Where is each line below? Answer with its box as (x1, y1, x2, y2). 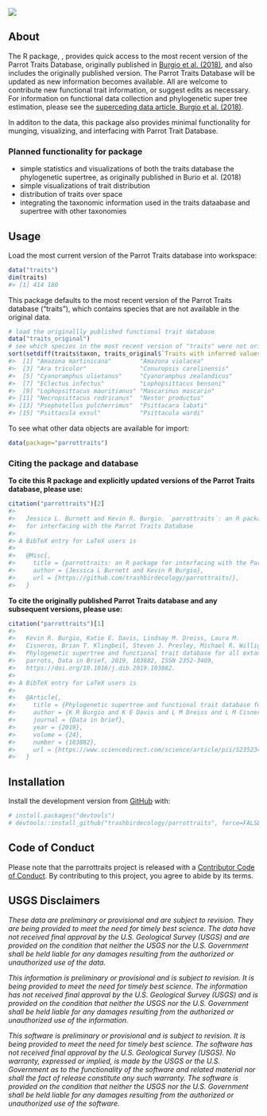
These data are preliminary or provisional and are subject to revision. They (8, 915, 254, 925)
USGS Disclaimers (8, 894, 101, 908)
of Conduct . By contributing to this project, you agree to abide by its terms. (8, 870, 254, 880)
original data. (8, 312, 52, 322)
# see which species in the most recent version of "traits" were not (8, 343, 247, 351)
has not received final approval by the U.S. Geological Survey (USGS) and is (8, 989, 258, 1000)
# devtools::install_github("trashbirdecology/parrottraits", (8, 819, 219, 827)
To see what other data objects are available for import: (8, 423, 189, 434)
